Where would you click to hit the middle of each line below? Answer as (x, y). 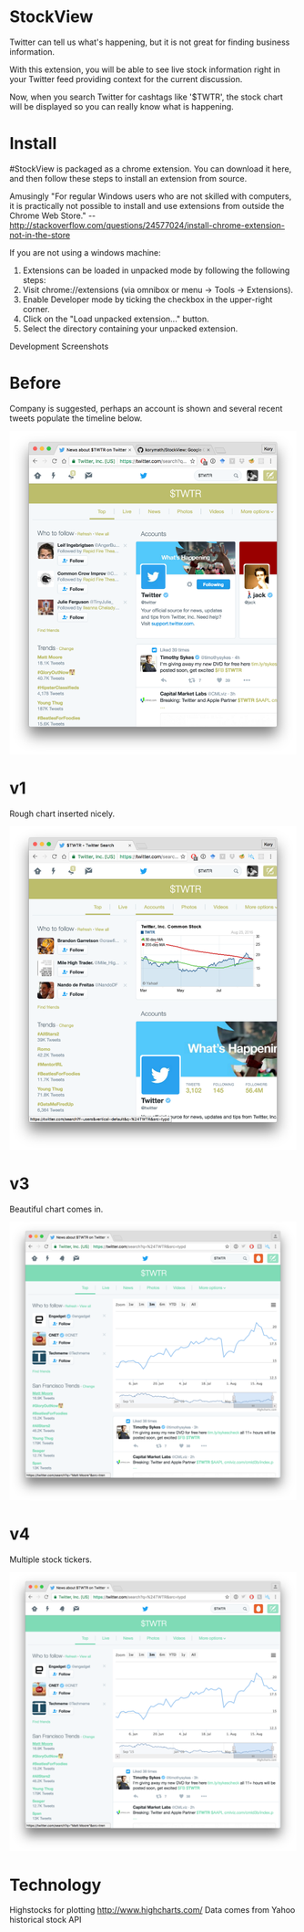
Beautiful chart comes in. (56, 1209)
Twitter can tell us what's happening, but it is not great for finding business (150, 42)
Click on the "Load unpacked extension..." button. (116, 319)
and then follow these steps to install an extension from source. (128, 178)
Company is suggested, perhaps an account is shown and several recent (146, 408)
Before (35, 383)
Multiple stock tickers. (51, 1559)
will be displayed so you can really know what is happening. (122, 106)
